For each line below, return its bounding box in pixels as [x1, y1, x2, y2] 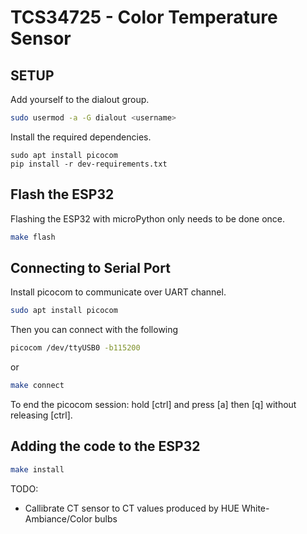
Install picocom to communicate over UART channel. [10, 286, 227, 298]
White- [241, 502, 270, 514]
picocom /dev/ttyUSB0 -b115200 [10, 343, 141, 353]
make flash [10, 232, 56, 242]
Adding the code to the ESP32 [10, 438, 201, 455]
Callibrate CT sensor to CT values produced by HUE [24, 502, 240, 514]
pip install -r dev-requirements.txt [10, 159, 168, 169]
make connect [10, 381, 65, 391]
